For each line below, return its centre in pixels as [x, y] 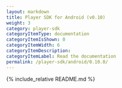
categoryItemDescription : [38, 51]
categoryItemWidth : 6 [33, 45]
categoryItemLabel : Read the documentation [61, 56]
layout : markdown [28, 12]
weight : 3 [19, 23]
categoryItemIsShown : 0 [36, 40]
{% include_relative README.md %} [51, 79]
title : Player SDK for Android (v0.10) [56, 17]
